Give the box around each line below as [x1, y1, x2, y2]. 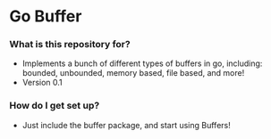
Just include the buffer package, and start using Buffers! [21, 119, 231, 130]
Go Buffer [9, 6, 82, 27]
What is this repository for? [9, 38, 131, 51]
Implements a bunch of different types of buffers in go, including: [21, 58, 263, 69]
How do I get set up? [9, 100, 100, 112]
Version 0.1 [21, 78, 63, 88]
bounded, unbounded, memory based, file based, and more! [21, 68, 245, 78]
